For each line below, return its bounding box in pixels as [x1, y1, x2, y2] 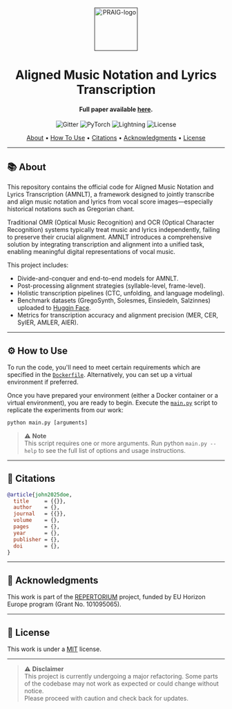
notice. [23, 687, 44, 695]
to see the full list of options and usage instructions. [38, 446, 186, 454]
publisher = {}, [13, 536, 60, 543]
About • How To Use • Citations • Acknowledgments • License [26, 134, 206, 142]
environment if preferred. [7, 378, 79, 387]
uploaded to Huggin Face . [17, 304, 91, 312]
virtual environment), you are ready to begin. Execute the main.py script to [7, 398, 217, 407]
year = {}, [13, 530, 60, 536]
